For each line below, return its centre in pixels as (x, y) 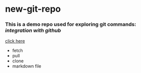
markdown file (27, 66)
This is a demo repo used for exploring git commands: (71, 24)
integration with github (33, 30)
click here (15, 41)
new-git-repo (33, 9)
